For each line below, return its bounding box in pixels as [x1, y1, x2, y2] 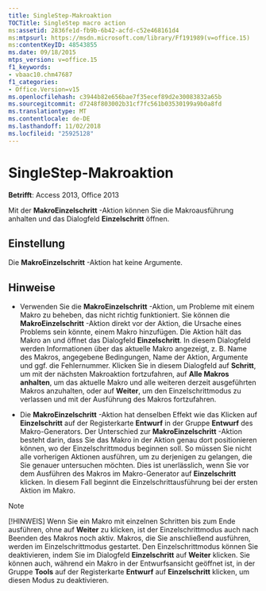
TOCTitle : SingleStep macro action [8, 19, 126, 27]
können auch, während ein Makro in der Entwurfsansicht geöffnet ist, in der [8, 558, 256, 568]
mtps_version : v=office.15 [8, 56, 98, 64]
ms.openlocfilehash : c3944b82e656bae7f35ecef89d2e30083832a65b [8, 93, 222, 101]
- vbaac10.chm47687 [8, 71, 73, 79]
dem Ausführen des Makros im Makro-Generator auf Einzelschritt [19, 469, 237, 478]
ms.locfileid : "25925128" [8, 129, 94, 137]
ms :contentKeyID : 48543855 [8, 41, 98, 49]
